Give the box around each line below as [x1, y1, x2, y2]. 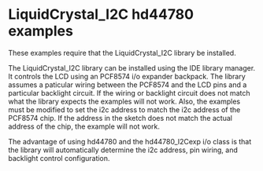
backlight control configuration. [8, 153, 110, 162]
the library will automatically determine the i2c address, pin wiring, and [8, 145, 239, 155]
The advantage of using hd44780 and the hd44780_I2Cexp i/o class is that [8, 136, 252, 146]
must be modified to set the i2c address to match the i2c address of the [8, 104, 241, 115]
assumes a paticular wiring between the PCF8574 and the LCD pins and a [8, 80, 247, 89]
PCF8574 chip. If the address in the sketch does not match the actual [8, 113, 232, 122]
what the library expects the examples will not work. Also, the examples [8, 96, 241, 106]
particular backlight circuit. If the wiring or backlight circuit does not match [8, 88, 250, 97]
